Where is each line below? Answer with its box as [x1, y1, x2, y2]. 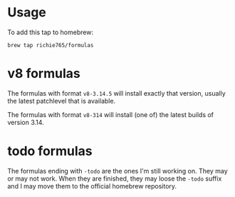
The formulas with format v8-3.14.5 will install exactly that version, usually [7, 89, 226, 97]
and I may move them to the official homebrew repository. [7, 181, 177, 190]
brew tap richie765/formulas [7, 41, 94, 49]
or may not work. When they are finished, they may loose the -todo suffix [7, 174, 222, 183]
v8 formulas [7, 66, 80, 82]
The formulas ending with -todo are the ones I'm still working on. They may [7, 166, 228, 175]
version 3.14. [7, 118, 44, 126]
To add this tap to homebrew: [7, 28, 94, 36]
